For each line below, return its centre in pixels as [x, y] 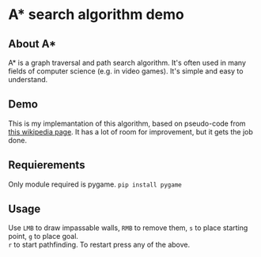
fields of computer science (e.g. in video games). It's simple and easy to [126, 71]
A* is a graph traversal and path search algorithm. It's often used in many [127, 62]
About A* [32, 44]
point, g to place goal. [43, 236]
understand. [28, 79]
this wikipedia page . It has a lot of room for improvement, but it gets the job [130, 131]
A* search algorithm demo [96, 15]
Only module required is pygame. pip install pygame [95, 184]
